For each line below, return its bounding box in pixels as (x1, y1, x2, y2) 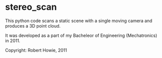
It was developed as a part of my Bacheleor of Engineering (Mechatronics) (5, 32, 158, 38)
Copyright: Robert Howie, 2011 (5, 47, 67, 53)
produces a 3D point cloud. (5, 23, 61, 29)
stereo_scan (5, 1, 57, 13)
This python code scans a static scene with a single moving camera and (5, 18, 153, 24)
